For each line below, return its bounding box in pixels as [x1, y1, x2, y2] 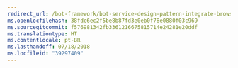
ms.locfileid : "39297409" [7, 50, 84, 57]
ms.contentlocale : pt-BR [7, 37, 81, 44]
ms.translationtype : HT [7, 30, 78, 38]
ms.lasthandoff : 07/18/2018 [7, 43, 91, 50]
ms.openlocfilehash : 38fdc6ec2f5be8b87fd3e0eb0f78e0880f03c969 [7, 17, 198, 24]
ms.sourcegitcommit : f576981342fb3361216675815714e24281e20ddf [7, 23, 198, 30]
